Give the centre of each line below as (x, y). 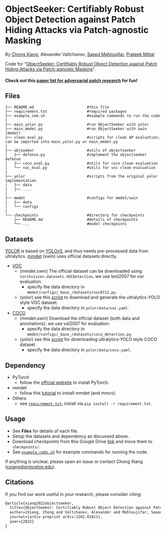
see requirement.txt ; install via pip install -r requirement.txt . (86, 403)
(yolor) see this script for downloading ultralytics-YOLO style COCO (88, 339)
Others (19, 398)
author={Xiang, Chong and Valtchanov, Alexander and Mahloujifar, (79, 512)
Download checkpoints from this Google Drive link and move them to (82, 441)
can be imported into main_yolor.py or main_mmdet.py (62, 142)
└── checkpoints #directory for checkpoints (75, 215)
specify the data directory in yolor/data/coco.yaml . (79, 350)
